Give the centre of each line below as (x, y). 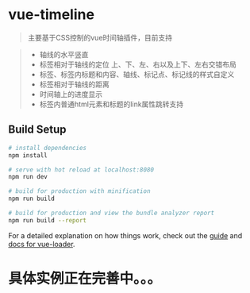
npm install (28, 155)
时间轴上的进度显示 (71, 94)
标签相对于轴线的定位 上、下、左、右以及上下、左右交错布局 (138, 64)
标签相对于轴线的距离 (74, 84)
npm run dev (28, 177)
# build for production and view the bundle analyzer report (112, 213)
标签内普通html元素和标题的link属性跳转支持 (112, 104)
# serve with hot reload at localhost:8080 (81, 170)
